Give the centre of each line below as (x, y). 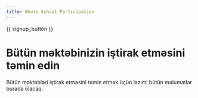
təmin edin (33, 65)
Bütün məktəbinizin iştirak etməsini (96, 53)
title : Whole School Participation (50, 12)
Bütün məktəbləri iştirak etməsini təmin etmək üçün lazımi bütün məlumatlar (99, 82)
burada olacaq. (25, 88)
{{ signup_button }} (30, 29)
